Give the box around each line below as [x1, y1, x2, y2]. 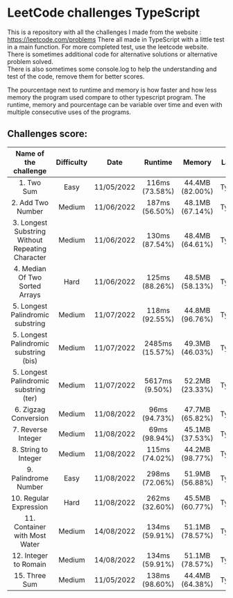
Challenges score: [7, 128, 88, 140]
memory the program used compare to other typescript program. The [7, 92, 206, 102]
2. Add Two [11, 197, 49, 207]
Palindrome [11, 473, 49, 483]
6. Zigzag [15, 405, 46, 414]
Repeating [13, 243, 47, 253]
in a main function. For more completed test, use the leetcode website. [7, 42, 209, 51]
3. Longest [12, 218, 48, 227]
